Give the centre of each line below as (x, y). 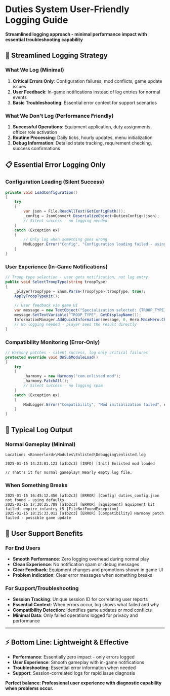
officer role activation (35, 132)
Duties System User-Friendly (68, 9)
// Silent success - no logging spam (63, 386)
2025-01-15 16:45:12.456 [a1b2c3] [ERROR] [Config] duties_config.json (82, 496)
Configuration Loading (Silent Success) (55, 182)
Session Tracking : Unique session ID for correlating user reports (80, 599)
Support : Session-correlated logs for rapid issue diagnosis (74, 673)
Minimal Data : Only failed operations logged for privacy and (75, 615)
